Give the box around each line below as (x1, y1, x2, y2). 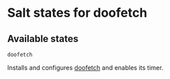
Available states (7, 33, 79, 45)
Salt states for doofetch (7, 5, 148, 21)
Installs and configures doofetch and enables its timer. (7, 64, 164, 71)
